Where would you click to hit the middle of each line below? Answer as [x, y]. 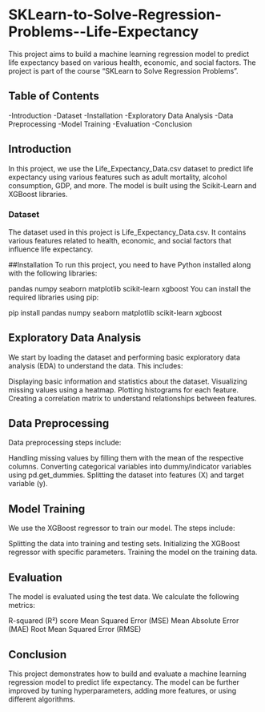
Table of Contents [54, 97]
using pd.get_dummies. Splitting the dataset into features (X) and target [126, 475]
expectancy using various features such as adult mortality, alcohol [118, 177]
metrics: [22, 605]
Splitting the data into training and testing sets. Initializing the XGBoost [124, 544]
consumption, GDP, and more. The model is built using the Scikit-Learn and [132, 185]
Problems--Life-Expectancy [104, 32]
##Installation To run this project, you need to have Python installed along [130, 264]
